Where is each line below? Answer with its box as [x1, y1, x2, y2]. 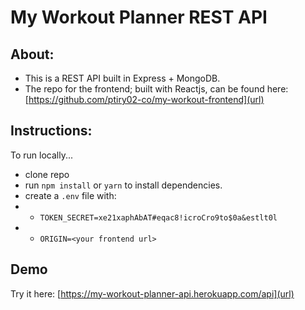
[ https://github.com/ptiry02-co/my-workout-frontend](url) [24, 94, 265, 105]
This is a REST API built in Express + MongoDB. [24, 72, 221, 84]
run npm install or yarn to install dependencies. [24, 179, 223, 191]
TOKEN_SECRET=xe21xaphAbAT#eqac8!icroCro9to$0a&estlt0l [39, 212, 278, 223]
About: [10, 46, 55, 63]
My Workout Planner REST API [10, 6, 268, 29]
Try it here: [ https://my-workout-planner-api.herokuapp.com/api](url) [10, 287, 295, 300]
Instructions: [10, 122, 93, 140]
